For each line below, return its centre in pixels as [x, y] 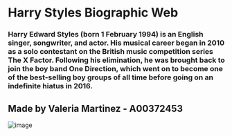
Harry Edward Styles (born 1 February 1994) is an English [106, 35]
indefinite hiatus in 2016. [50, 86]
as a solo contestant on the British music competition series [110, 52]
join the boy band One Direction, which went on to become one [116, 69]
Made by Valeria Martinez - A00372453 [95, 108]
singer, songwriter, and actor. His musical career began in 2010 [116, 43]
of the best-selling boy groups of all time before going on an [111, 77]
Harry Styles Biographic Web [93, 13]
